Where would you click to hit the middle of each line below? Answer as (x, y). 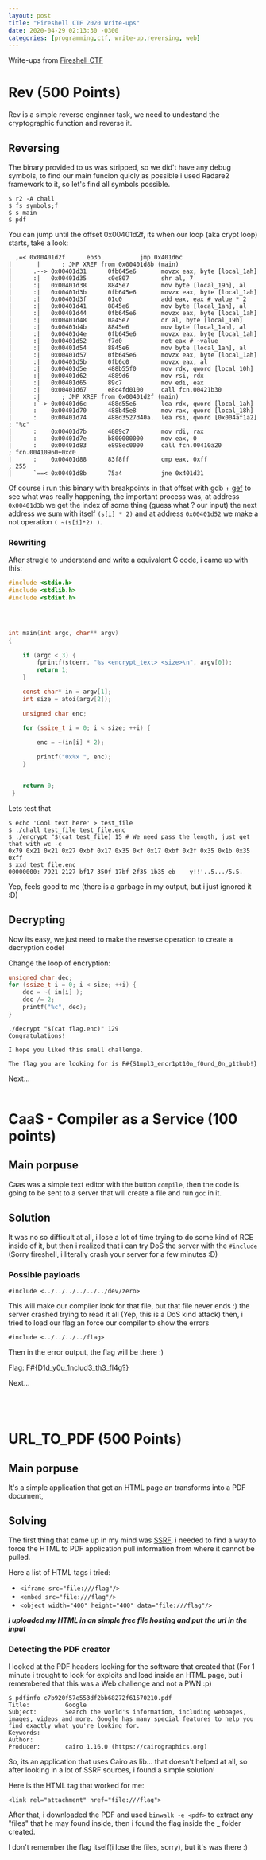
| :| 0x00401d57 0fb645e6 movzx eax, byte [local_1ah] (133, 355)
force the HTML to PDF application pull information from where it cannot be (132, 1548)
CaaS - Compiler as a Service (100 (123, 1119)
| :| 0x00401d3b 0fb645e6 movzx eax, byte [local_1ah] (133, 292)
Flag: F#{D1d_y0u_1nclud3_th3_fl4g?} (69, 1367)
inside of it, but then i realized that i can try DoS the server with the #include (133, 1246)
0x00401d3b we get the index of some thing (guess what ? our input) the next (133, 505)
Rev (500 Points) (65, 93)
